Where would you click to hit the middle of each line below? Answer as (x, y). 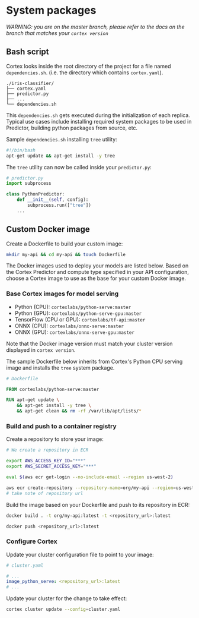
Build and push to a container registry (61, 427)
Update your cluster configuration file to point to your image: (80, 554)
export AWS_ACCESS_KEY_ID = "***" (46, 461)
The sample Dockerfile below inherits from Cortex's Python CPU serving (94, 361)
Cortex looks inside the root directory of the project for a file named (89, 66)
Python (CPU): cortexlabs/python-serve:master (73, 307)
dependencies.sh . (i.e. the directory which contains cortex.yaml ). (85, 72)
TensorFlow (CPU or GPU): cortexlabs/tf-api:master (80, 319)
